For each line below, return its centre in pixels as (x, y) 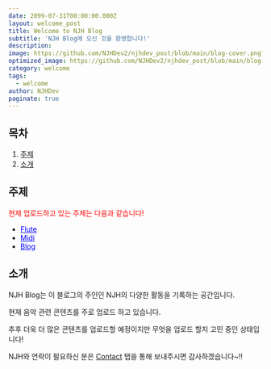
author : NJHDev (34, 91)
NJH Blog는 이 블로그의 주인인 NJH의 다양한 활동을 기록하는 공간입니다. (122, 295)
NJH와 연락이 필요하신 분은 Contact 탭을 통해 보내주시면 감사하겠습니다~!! (126, 356)
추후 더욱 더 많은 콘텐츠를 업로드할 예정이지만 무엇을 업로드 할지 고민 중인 (123, 329)
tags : (17, 76)
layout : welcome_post (45, 23)
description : (30, 46)
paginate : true (34, 99)
